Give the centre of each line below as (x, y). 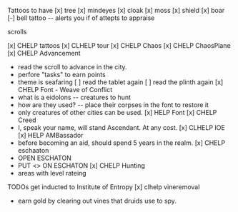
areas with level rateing (52, 173)
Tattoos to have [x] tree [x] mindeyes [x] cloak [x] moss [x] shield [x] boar (116, 10)
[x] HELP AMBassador (50, 135)
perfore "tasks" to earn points (61, 75)
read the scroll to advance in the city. (72, 67)
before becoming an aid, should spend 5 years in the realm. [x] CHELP (122, 143)
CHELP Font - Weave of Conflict (65, 90)
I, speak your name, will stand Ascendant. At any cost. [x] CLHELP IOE (121, 127)
